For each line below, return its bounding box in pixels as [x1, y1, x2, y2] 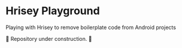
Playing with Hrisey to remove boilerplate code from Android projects [5, 24, 176, 31]
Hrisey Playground [5, 4, 100, 18]
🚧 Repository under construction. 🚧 [5, 35, 92, 42]
